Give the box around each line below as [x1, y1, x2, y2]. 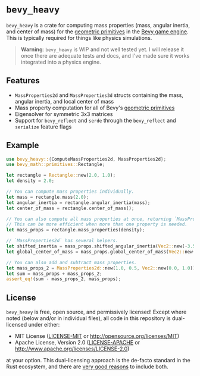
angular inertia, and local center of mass [14, 98, 114, 105]
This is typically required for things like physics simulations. [6, 34, 152, 41]
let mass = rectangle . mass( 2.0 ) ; [6, 194, 89, 200]
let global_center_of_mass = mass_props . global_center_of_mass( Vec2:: [6, 249, 185, 255]
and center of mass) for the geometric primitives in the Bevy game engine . [6, 28, 189, 35]
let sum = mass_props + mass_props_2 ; [6, 271, 102, 277]
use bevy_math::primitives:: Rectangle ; [6, 162, 105, 168]
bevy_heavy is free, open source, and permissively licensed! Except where [6, 308, 187, 316]
